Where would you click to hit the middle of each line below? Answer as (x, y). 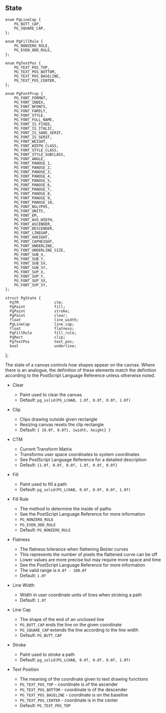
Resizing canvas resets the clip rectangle (62, 424)
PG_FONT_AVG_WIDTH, (34, 220)
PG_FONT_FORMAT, (31, 98)
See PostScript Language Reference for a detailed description (83, 459)
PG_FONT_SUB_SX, (31, 263)
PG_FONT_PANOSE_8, (33, 193)
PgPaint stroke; (40, 311)
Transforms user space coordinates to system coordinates (80, 454)
